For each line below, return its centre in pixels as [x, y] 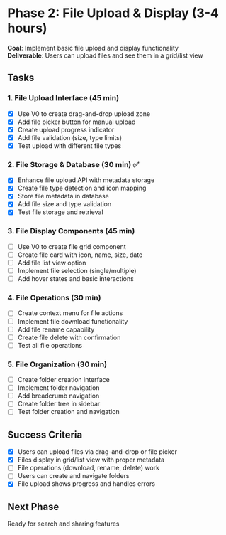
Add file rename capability [56, 329]
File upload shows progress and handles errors [86, 484]
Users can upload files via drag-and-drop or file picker [97, 452]
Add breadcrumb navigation [58, 396]
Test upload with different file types [69, 145]
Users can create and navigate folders [73, 476]
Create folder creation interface [63, 380]
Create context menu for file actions [70, 313]
